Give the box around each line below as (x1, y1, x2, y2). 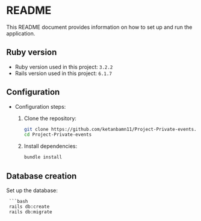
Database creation (6, 171, 77, 181)
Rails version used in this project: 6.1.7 (14, 70, 113, 77)
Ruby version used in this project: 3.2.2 (14, 63, 113, 70)
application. (6, 29, 36, 37)
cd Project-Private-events (23, 132, 92, 138)
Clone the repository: (23, 115, 77, 122)
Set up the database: (6, 187, 58, 194)
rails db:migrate (8, 209, 52, 215)
